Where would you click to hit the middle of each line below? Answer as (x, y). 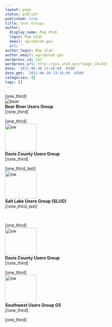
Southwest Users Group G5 (33, 305)
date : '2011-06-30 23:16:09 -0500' (41, 69)
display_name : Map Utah (33, 32)
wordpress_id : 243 (24, 60)
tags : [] (14, 82)
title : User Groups (25, 23)
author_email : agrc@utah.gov (34, 55)
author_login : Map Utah (29, 50)
